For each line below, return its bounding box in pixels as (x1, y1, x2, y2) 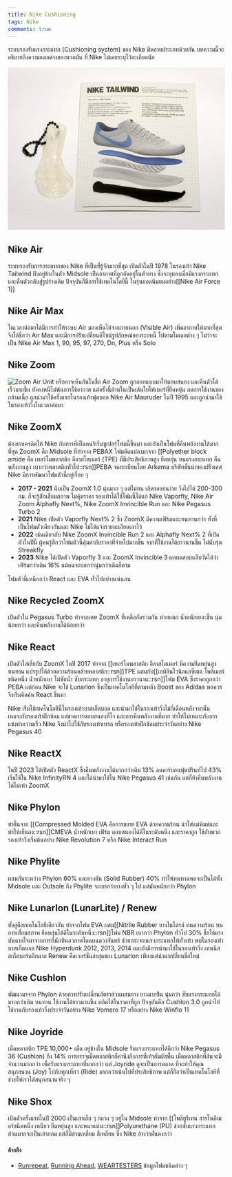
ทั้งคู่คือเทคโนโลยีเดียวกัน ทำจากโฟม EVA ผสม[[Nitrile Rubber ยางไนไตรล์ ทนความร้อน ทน (8, 920, 223, 929)
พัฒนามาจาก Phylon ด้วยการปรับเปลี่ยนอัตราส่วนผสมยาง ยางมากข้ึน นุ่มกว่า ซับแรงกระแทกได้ (8, 990, 221, 999)
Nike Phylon (8, 802, 61, 813)
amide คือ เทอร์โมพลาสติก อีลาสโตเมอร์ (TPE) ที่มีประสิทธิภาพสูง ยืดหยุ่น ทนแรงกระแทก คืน (8, 455, 221, 463)
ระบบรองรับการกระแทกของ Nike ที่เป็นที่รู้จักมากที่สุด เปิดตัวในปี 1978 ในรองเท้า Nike (8, 262, 207, 270)
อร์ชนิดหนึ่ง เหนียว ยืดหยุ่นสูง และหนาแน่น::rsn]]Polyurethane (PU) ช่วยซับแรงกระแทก (8, 1121, 216, 1129)
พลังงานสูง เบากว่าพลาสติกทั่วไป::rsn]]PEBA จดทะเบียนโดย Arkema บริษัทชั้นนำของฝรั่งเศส (8, 462, 222, 471)
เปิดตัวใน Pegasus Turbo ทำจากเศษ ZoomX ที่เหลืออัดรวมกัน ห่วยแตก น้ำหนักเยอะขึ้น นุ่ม (8, 613, 222, 621)
